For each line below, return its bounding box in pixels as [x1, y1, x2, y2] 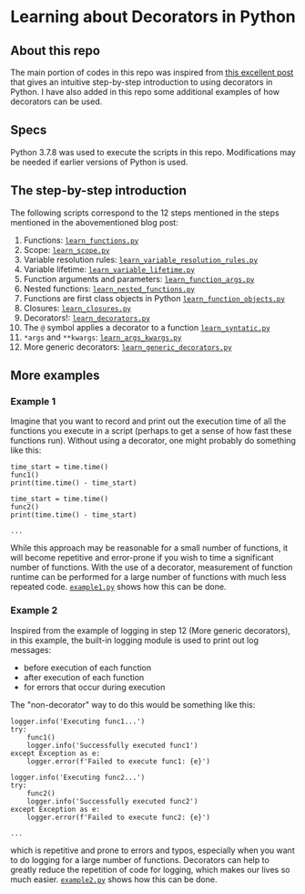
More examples [10, 368, 100, 384]
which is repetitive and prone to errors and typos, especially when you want [10, 845, 295, 856]
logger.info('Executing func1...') [10, 717, 146, 726]
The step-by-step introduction [10, 183, 188, 198]
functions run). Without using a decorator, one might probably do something [10, 436, 297, 447]
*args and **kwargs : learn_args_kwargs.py [23, 331, 182, 342]
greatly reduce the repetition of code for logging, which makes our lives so [10, 864, 290, 875]
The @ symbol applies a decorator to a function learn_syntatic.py [23, 321, 271, 332]
